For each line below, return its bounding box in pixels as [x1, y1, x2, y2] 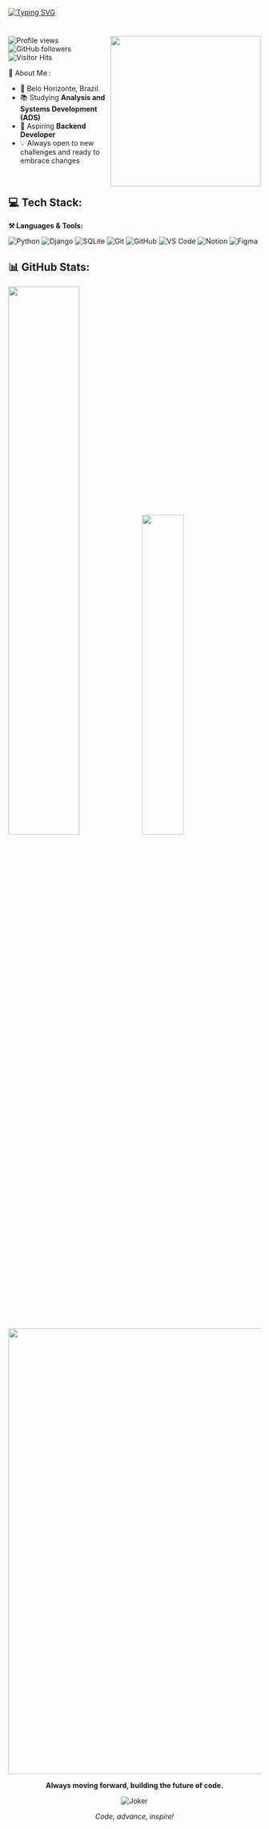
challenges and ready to [19, 147, 100, 157]
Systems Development [19, 104, 98, 114]
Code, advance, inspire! [94, 1811, 175, 1821]
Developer [19, 130, 56, 139]
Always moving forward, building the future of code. [45, 1780, 224, 1790]
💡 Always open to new [19, 139, 94, 148]
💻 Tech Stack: [8, 195, 82, 209]
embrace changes [19, 156, 80, 166]
